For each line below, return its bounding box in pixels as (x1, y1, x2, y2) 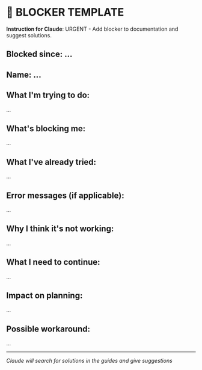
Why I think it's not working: (6, 224, 114, 234)
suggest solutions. (6, 31, 52, 39)
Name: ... (6, 69, 41, 80)
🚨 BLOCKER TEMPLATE (6, 5, 124, 19)
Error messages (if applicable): (6, 190, 124, 200)
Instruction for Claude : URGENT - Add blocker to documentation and (6, 25, 179, 32)
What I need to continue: (6, 257, 100, 267)
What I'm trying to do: (6, 90, 90, 100)
